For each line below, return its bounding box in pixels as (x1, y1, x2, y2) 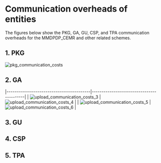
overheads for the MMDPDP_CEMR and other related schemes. (5, 35, 131, 41)
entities (5, 14, 36, 25)
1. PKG (5, 49, 25, 57)
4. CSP (5, 135, 26, 143)
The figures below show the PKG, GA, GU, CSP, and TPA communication (5, 30, 149, 35)
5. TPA (5, 151, 25, 160)
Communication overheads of (5, 3, 128, 15)
